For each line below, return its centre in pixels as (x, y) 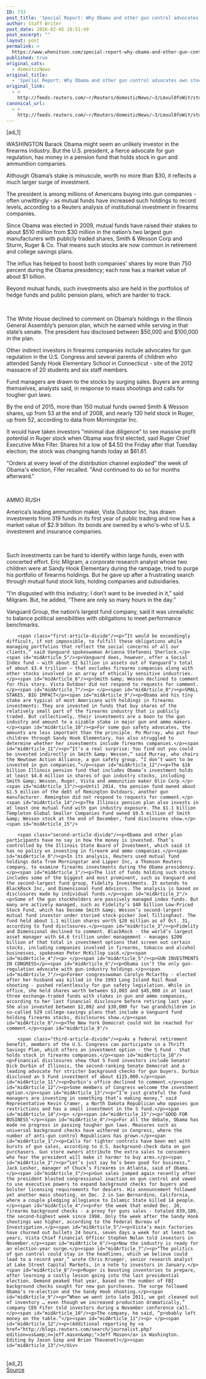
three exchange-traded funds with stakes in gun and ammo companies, (97, 996)
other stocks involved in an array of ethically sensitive (83, 674)
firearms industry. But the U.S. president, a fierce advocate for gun (90, 150)
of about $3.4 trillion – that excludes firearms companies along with (100, 668)
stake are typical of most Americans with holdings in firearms (90, 701)
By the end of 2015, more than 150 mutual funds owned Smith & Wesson (97, 407)
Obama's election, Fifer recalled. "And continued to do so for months (93, 470)
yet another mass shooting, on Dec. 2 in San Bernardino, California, (98, 1195)
